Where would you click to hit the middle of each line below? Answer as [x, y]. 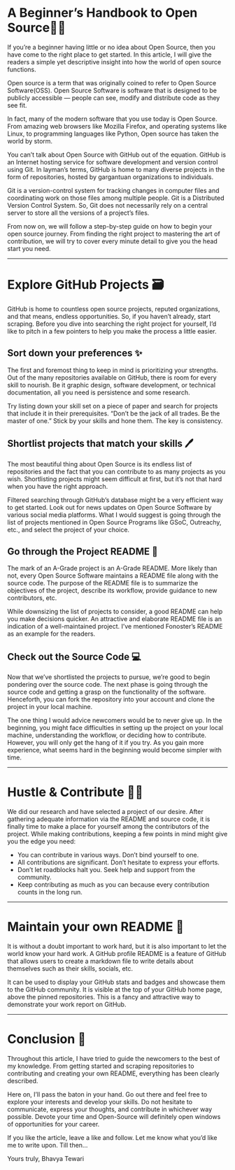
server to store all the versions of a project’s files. [78, 213]
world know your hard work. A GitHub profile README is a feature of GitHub [117, 954]
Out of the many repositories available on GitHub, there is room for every [112, 377]
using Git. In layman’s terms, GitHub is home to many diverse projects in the [116, 169]
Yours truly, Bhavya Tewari [46, 1158]
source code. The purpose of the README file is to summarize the [103, 583]
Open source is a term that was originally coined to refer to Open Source [112, 83]
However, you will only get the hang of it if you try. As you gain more [106, 743]
